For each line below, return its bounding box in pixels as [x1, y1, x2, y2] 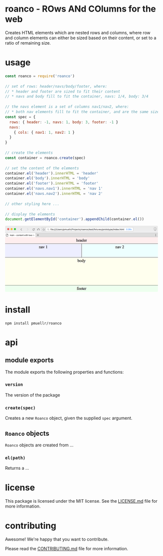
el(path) [5, 455, 26, 461]
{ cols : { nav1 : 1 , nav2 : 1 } [14, 130, 75, 135]
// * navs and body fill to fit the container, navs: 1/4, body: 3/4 [5, 94, 149, 99]
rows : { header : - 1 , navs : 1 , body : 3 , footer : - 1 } [9, 120, 118, 125]
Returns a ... [5, 465, 29, 471]
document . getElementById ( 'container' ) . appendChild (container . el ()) [5, 217, 145, 222]
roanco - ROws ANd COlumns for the [5, 3, 156, 15]
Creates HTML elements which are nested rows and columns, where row [5, 30, 150, 35]
